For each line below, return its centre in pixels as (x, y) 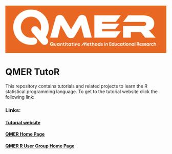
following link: (20, 97)
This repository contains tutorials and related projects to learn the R (76, 86)
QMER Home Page (25, 134)
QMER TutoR (33, 72)
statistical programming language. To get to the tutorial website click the (81, 92)
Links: (13, 110)
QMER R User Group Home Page (40, 146)
